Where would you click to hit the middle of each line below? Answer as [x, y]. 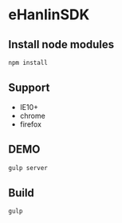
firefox [31, 124]
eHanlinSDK [49, 15]
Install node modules [61, 45]
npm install [28, 63]
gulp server [28, 168]
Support [29, 88]
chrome [32, 116]
